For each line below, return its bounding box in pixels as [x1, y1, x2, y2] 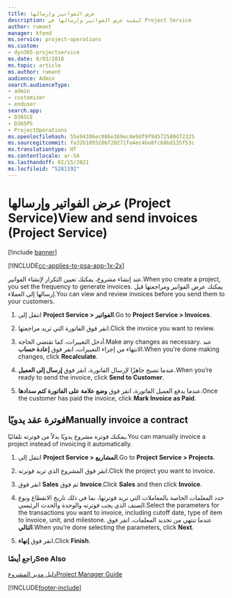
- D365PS [8, 120, 33, 127]
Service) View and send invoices [8, 210, 198, 226]
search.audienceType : [8, 81, 71, 88]
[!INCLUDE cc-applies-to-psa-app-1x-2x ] [8, 261, 125, 270]
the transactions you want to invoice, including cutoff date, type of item [17, 508, 223, 517]
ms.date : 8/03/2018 [8, 56, 65, 63]
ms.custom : [8, 42, 40, 49]
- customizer [8, 95, 46, 102]
